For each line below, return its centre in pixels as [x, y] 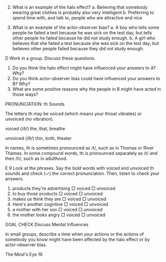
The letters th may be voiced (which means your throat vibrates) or [74, 114]
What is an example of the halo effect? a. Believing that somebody [80, 7]
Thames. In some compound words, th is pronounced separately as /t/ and [81, 153]
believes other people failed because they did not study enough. [78, 49]
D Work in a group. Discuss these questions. [50, 58]
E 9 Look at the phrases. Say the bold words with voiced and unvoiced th [80, 168]
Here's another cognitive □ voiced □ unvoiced [60, 204]
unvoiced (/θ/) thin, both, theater [38, 138]
